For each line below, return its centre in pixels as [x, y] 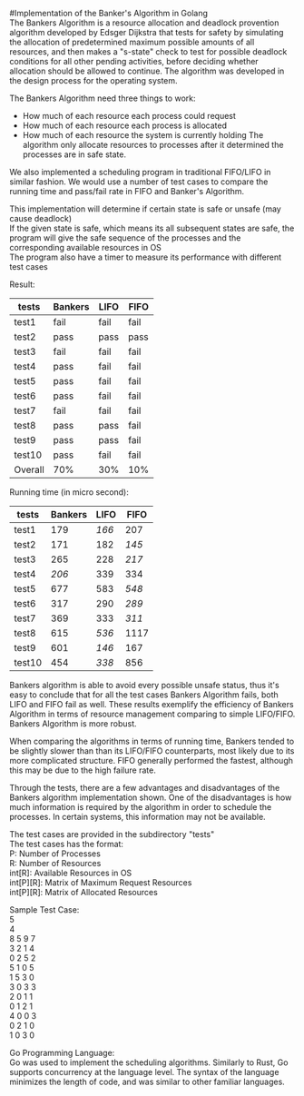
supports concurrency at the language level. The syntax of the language [144, 1072]
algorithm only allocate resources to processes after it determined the [153, 145]
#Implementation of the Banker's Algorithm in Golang [109, 13]
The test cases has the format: [67, 844]
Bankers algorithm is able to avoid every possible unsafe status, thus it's [144, 685]
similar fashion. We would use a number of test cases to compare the [139, 182]
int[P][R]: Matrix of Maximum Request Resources [101, 883]
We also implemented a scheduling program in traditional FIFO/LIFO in [140, 172]
